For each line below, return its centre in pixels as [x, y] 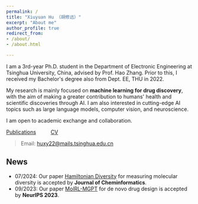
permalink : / [22, 11]
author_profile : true [33, 28]
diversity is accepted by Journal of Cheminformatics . [80, 182]
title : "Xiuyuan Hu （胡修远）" [44, 17]
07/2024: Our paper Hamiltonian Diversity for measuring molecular [96, 176]
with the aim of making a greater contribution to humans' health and [89, 96]
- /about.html [24, 45]
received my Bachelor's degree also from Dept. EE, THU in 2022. [85, 79]
